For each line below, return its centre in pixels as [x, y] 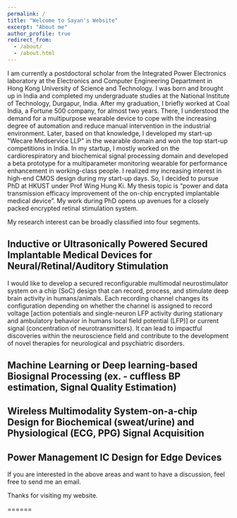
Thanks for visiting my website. [53, 495]
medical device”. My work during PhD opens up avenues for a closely [108, 200]
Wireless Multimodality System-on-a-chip [102, 411]
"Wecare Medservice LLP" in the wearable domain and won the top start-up [117, 140]
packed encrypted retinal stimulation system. [73, 208]
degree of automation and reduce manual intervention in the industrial [109, 126]
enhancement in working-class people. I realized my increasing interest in [115, 171]
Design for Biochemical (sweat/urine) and [101, 422]
